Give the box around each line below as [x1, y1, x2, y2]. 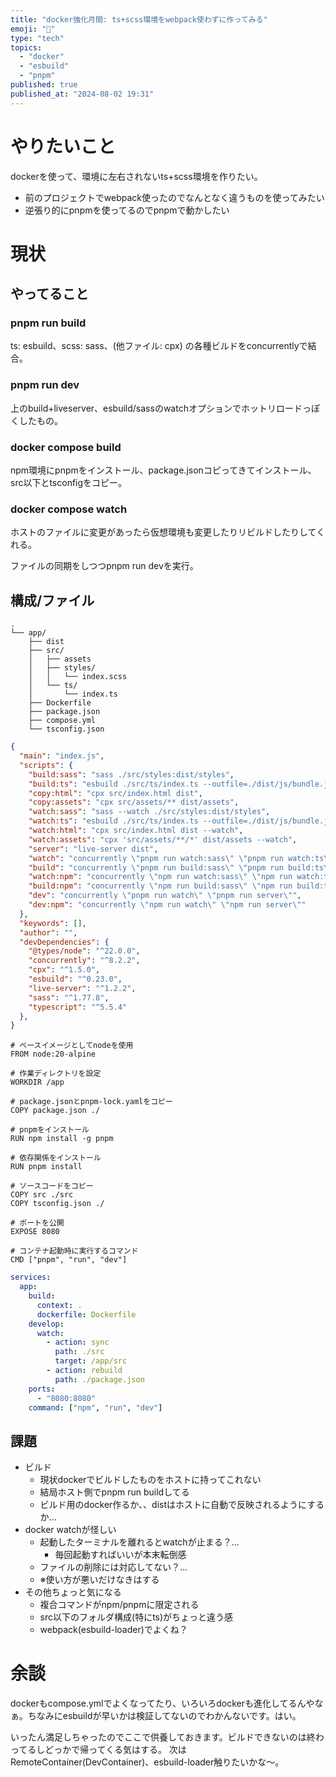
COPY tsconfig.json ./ [10, 1199, 105, 1209]
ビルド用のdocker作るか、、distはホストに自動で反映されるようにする [39, 1499, 325, 1511]
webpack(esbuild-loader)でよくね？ [39, 1624, 188, 1636]
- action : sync [46, 1337, 110, 1348]
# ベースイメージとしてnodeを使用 [10, 1041, 134, 1051]
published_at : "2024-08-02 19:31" [10, 89, 155, 99]
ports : [28, 1384, 56, 1394]
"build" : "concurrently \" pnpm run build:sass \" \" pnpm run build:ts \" [28, 862, 333, 873]
